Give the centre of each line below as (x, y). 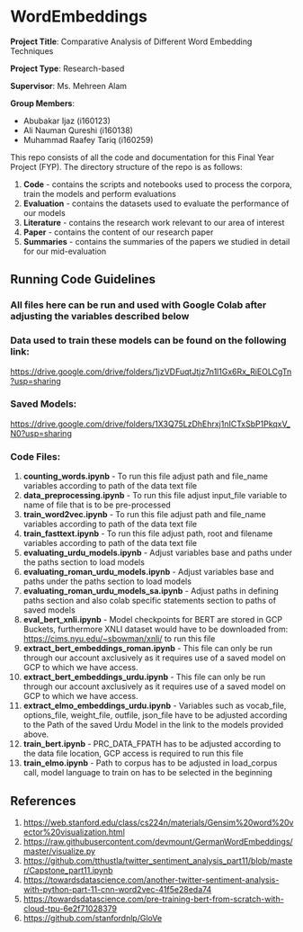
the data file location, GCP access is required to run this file (133, 754)
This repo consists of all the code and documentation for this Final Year (143, 157)
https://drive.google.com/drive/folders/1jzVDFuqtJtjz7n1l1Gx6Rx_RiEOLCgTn (151, 372)
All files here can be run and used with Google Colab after (138, 305)
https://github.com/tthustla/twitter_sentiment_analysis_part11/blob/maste (158, 860)
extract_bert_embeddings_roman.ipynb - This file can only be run (148, 649)
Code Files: (36, 456)
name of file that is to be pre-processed (97, 505)
